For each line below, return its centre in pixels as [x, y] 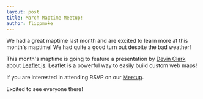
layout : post [23, 12]
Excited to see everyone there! [45, 89]
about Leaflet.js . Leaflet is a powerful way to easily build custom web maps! [102, 65]
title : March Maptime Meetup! [45, 18]
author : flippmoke [30, 23]
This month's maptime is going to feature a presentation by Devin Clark [96, 59]
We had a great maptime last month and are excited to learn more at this [97, 41]
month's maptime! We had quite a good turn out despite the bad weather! [99, 47]
